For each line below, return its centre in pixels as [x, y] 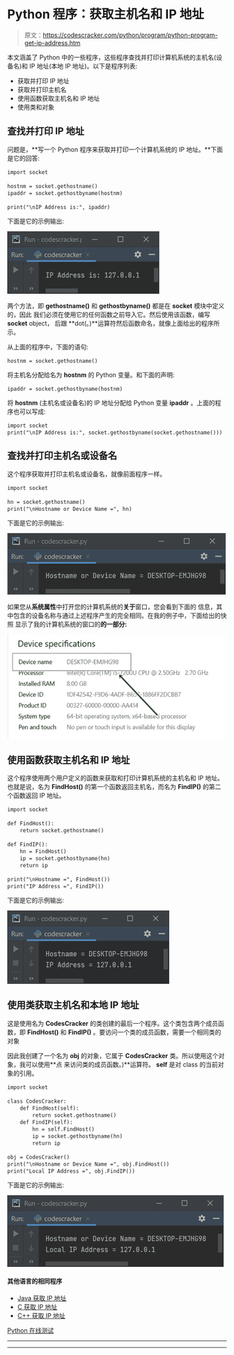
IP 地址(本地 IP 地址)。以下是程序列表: [84, 66]
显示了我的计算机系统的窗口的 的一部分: [71, 624]
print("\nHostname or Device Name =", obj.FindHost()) [88, 1164]
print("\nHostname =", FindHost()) [59, 879]
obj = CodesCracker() [39, 1157]
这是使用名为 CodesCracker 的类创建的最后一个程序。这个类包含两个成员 [112, 1023]
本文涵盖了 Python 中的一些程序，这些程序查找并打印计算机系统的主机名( [112, 57]
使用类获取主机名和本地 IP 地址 [73, 1005]
